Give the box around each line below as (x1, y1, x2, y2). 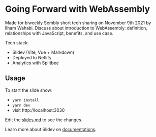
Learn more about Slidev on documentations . (5, 126, 97, 132)
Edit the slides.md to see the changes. (5, 117, 83, 123)
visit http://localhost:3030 (12, 107, 65, 113)
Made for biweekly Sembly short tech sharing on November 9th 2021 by (5, 20, 151, 26)
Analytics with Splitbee (12, 60, 59, 66)
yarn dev (12, 103, 31, 108)
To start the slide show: (5, 87, 53, 93)
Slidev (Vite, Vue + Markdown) (12, 49, 75, 55)
